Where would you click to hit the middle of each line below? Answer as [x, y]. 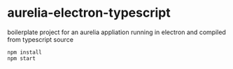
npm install [24, 52]
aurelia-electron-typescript [89, 13]
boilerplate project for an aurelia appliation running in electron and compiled [116, 32]
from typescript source [40, 39]
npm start [22, 58]
